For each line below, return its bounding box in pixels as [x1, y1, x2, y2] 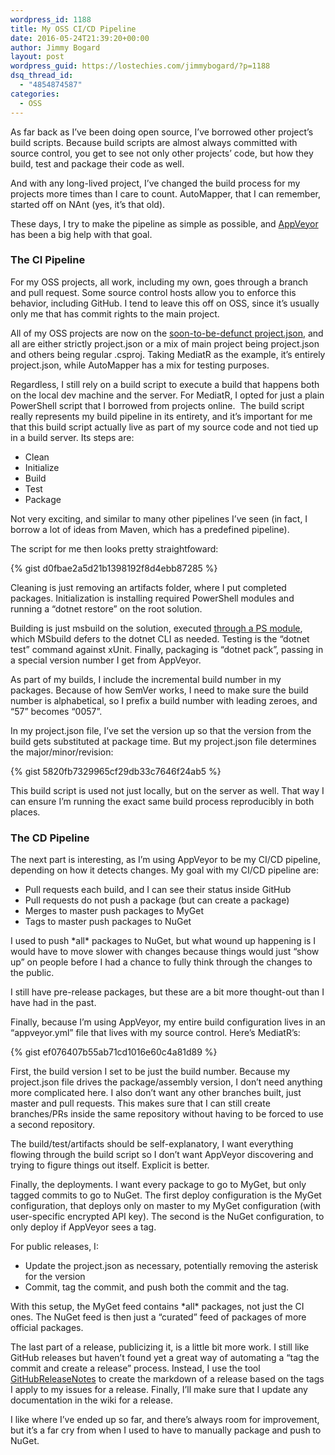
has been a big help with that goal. [10, 228, 153, 240]
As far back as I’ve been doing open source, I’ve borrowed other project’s [10, 126, 314, 138]
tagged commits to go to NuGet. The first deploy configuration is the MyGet [10, 1189, 322, 1201]
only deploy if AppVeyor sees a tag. [10, 1221, 157, 1233]
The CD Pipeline [10, 831, 90, 845]
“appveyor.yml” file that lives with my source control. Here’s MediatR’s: [10, 1027, 301, 1039]
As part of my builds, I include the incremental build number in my [10, 673, 282, 685]
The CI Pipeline [10, 253, 86, 267]
